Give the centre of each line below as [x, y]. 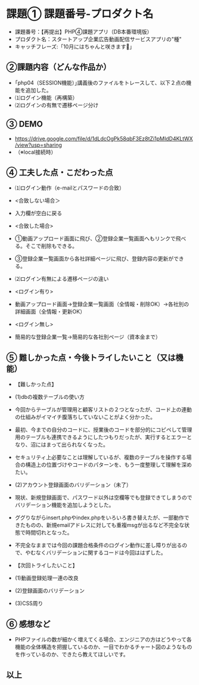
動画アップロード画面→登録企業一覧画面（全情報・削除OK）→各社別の [102, 304]
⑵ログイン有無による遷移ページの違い [62, 279]
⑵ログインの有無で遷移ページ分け [57, 105]
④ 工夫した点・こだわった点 [60, 172]
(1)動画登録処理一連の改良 [46, 578]
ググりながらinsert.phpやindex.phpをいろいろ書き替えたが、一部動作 [99, 517]
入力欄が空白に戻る [38, 213]
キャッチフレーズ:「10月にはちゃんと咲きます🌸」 [75, 47]
